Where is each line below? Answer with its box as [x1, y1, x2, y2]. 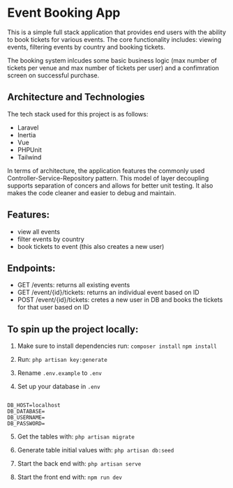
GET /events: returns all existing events [17, 281, 130, 289]
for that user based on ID [17, 303, 89, 312]
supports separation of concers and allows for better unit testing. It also [7, 181, 213, 190]
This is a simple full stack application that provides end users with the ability [7, 28, 227, 36]
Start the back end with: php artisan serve [17, 459, 142, 468]
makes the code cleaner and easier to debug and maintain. [7, 188, 176, 197]
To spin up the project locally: [7, 323, 139, 335]
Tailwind [17, 153, 42, 161]
